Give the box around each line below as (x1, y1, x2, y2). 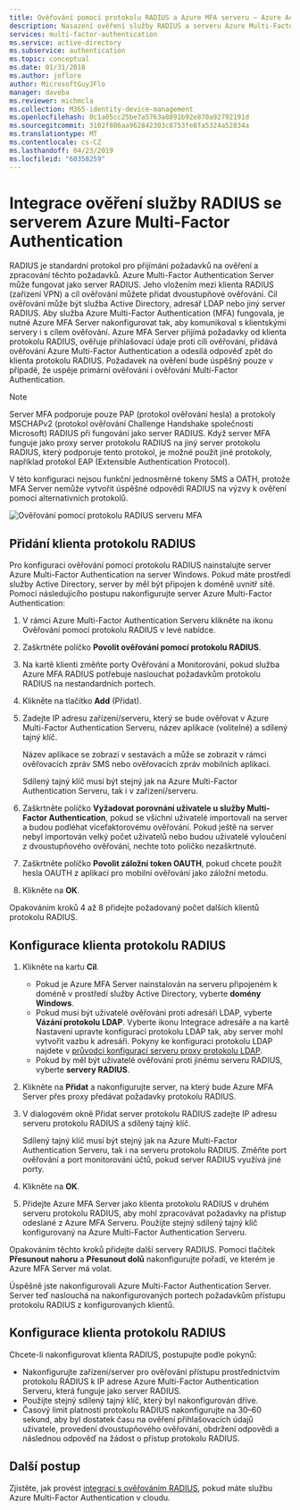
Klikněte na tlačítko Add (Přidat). (21, 696, 142, 706)
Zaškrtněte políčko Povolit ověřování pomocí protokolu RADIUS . (21, 642, 262, 653)
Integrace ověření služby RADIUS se (9, 193, 282, 213)
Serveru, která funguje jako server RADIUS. (21, 1385, 182, 1396)
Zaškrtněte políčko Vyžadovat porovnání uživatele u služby (21, 803, 246, 814)
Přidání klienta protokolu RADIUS (9, 536, 196, 551)
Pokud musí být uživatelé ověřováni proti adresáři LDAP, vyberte (35, 1008, 272, 1018)
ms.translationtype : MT (9, 130, 98, 139)
